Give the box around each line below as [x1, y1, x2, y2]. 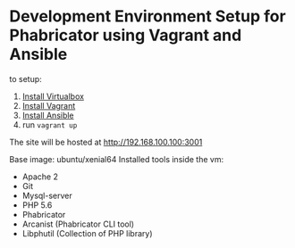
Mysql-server [21, 190, 73, 201]
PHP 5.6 [21, 199, 53, 211]
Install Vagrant [21, 100, 76, 111]
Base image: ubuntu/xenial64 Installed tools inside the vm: [9, 153, 224, 164]
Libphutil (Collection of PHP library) [21, 227, 154, 238]
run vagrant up [21, 119, 78, 130]
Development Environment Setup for [9, 6, 286, 27]
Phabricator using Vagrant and [9, 25, 242, 45]
